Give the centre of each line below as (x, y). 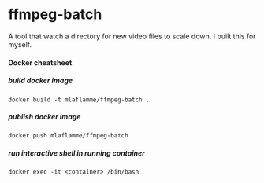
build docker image (41, 81)
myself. (20, 44)
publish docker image (45, 117)
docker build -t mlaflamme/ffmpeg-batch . (79, 100)
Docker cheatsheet (40, 62)
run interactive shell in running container (77, 153)
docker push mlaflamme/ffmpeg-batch (68, 136)
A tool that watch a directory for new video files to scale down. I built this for (132, 36)
